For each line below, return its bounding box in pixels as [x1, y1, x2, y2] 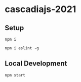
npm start [5, 72, 26, 77]
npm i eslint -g [5, 46, 39, 51]
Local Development [5, 59, 67, 68]
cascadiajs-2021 [5, 4, 76, 15]
